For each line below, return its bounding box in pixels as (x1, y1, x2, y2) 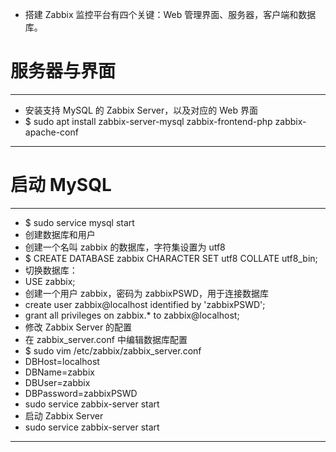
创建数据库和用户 (24, 228, 96, 240)
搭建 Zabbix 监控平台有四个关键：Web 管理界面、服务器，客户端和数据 (24, 9, 317, 20)
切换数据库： (24, 264, 78, 276)
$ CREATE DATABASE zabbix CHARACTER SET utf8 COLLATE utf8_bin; (24, 252, 318, 264)
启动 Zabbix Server (24, 409, 104, 422)
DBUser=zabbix (24, 376, 91, 388)
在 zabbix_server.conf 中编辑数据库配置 (24, 333, 188, 345)
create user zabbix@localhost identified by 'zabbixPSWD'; (24, 298, 266, 310)
